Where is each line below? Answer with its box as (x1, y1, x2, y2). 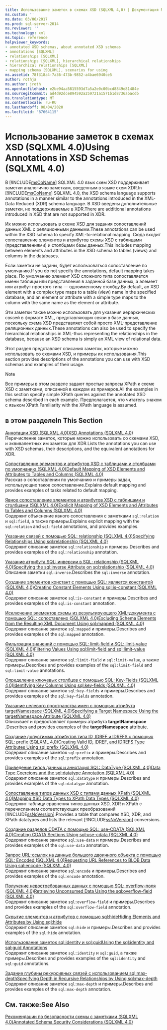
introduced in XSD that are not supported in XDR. (5, 211, 106, 217)
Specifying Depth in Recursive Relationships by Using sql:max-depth (17, 975, 158, 982)
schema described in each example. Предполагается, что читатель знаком (5, 397, 162, 403)
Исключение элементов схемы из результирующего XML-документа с (5, 610, 156, 616)
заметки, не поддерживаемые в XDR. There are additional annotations (5, 206, 151, 212)
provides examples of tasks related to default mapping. (5, 487, 118, 493)
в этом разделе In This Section (5, 417, 103, 425)
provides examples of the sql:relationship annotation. (5, 549, 118, 555)
